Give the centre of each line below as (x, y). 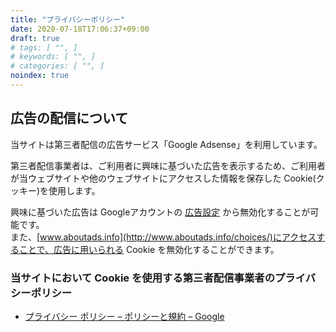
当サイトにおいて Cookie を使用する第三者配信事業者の (142, 278)
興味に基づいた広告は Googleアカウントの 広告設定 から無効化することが (160, 212)
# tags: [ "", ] (44, 47)
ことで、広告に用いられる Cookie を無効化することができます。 (149, 249)
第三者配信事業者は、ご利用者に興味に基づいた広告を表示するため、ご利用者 (168, 165)
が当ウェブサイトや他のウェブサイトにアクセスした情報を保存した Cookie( (163, 178)
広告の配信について (69, 118)
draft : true (35, 38)
